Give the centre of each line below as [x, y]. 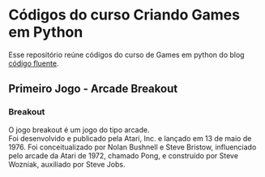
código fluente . [34, 63]
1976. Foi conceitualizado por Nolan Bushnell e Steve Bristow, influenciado [132, 147]
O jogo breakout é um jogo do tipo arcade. [79, 130]
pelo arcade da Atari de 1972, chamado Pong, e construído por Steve [124, 155]
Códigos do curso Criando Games [124, 15]
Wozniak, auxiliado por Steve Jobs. [67, 164]
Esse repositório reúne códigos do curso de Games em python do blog [126, 54]
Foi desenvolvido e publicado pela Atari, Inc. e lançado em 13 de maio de [130, 138]
